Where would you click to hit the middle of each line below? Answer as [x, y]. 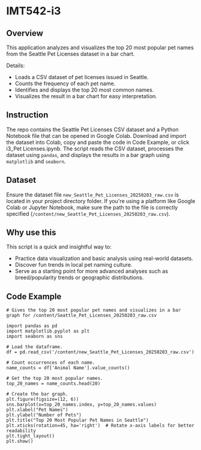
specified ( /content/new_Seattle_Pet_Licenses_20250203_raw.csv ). [88, 213]
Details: [16, 65]
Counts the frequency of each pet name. [65, 83]
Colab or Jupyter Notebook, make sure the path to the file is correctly [92, 207]
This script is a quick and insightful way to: [59, 247]
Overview [25, 33]
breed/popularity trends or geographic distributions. [79, 277]
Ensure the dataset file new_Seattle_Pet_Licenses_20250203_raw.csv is [92, 194]
